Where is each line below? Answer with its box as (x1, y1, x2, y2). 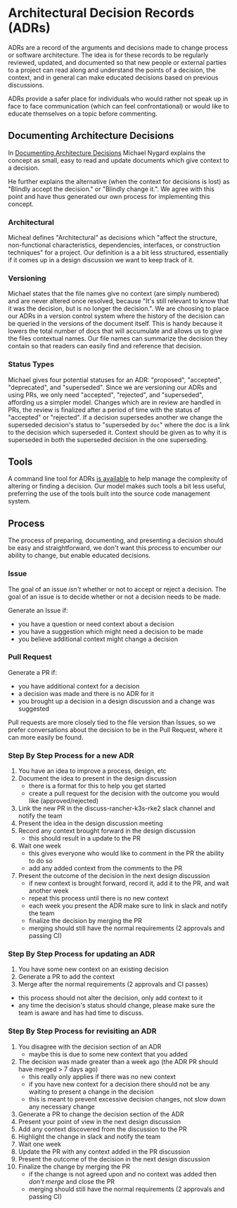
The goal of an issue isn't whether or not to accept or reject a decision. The (8, 585, 227, 593)
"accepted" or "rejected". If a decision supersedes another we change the (8, 413, 223, 421)
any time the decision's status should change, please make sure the (18, 1001, 215, 1010)
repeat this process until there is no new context (28, 894, 169, 903)
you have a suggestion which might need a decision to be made (18, 627, 203, 635)
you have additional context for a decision (18, 682, 140, 690)
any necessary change (28, 1102, 96, 1111)
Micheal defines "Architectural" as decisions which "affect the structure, (8, 233, 217, 242)
